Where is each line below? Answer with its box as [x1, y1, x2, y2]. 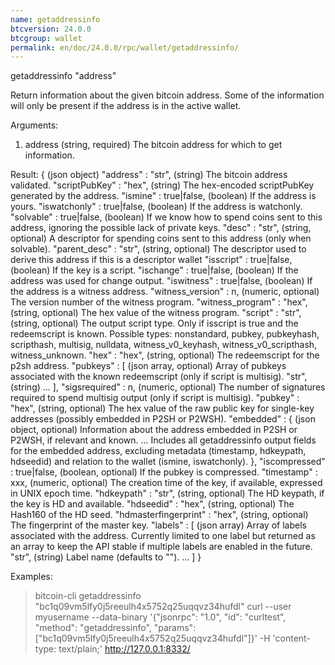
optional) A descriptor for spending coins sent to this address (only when [10, 232, 312, 245]
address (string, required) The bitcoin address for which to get [24, 139, 283, 151]
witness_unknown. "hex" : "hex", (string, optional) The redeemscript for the [10, 349, 320, 361]
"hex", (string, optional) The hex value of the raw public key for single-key [10, 402, 315, 415]
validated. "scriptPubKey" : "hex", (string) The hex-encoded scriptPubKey [10, 179, 315, 191]
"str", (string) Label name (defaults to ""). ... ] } [10, 551, 202, 563]
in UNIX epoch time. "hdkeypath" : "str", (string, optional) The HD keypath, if [10, 487, 325, 500]
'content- [272, 632, 311, 645]
